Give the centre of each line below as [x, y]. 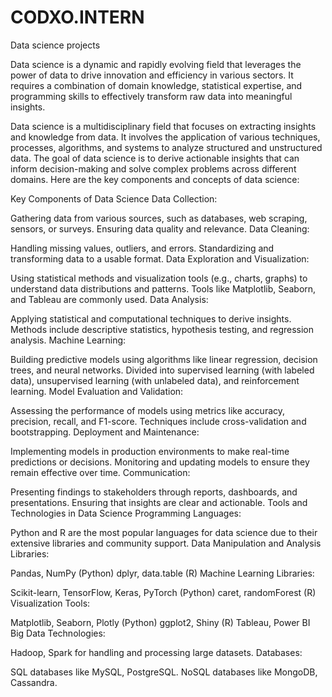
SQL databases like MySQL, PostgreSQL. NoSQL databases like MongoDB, [164, 672]
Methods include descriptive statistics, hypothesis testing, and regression [162, 329]
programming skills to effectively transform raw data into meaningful [151, 96]
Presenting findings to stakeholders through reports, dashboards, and [154, 492]
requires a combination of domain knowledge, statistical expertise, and [156, 85]
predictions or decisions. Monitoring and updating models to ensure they [160, 462]
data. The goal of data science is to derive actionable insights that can [155, 158]
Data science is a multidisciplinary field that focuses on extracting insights [163, 126]
